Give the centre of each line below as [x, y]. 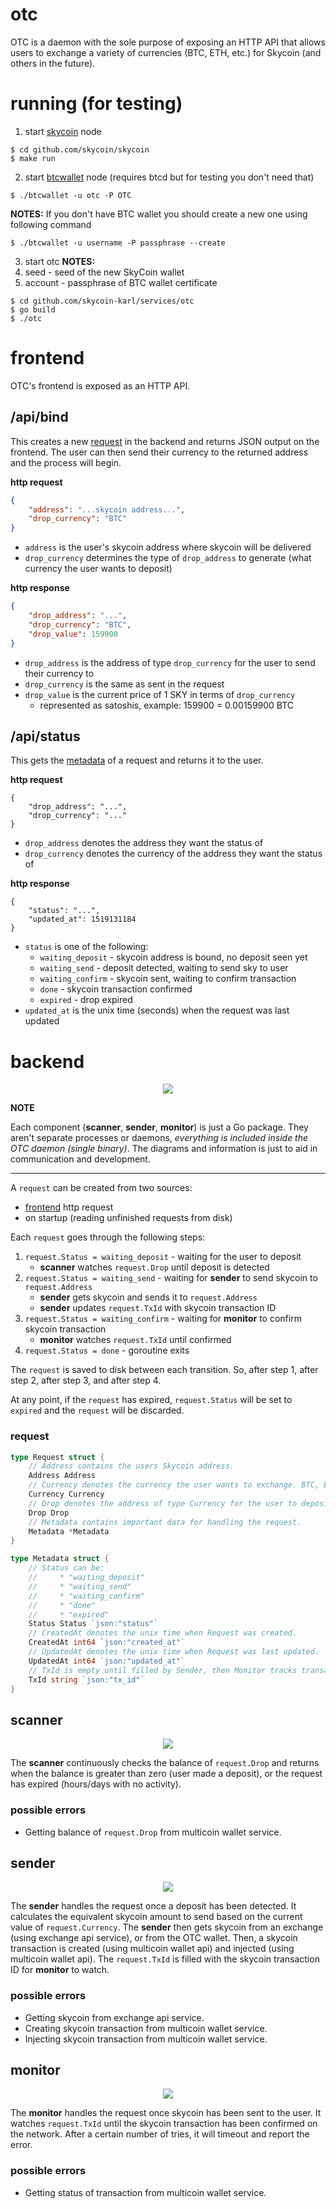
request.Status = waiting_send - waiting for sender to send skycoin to [171, 1278]
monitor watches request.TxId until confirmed [135, 1340]
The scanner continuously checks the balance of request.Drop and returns [165, 1763]
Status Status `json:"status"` [93, 1624]
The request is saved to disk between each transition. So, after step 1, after [164, 1370]
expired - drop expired [86, 1000]
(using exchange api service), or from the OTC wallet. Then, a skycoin [154, 1938]
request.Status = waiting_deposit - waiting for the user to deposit [163, 1257]
